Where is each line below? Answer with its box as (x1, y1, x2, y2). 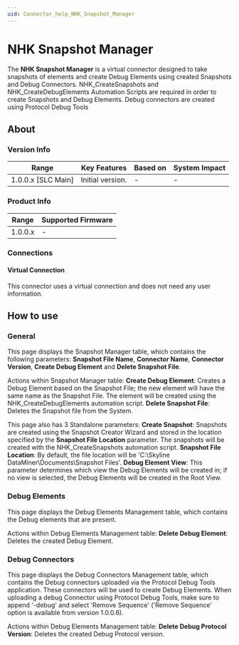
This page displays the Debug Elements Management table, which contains (7, 507, 228, 516)
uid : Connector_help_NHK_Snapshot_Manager (7, 10, 135, 18)
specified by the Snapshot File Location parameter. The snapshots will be (7, 435, 225, 444)
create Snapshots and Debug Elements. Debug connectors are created (7, 95, 215, 103)
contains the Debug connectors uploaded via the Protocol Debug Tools (7, 578, 216, 587)
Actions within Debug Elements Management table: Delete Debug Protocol (7, 621, 227, 631)
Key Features (80, 163, 127, 173)
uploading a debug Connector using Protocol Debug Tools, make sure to (7, 593, 219, 602)
